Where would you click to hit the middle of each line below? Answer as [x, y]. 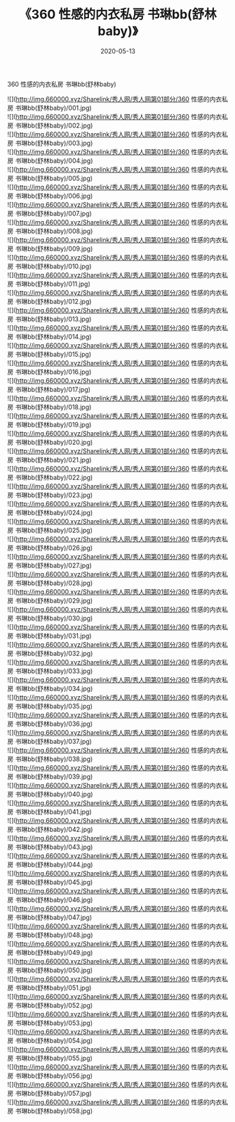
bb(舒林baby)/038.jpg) [60, 759]
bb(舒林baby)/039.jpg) [60, 776]
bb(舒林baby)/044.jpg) [60, 864]
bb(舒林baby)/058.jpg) [60, 1111]
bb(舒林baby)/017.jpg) [59, 389]
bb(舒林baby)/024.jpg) [60, 512]
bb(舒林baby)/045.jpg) [60, 882]
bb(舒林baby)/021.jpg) [59, 460]
